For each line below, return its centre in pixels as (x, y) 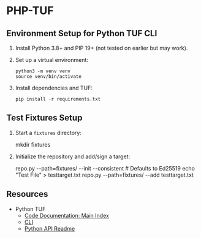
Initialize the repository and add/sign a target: (73, 156)
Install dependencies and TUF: (54, 88)
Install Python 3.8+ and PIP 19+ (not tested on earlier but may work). (101, 48)
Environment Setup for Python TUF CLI (82, 33)
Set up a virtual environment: (52, 60)
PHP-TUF (30, 11)
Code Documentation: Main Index (66, 215)
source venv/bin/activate (48, 77)
